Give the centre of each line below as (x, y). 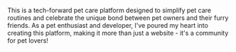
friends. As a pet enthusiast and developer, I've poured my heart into (108, 25)
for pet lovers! (28, 41)
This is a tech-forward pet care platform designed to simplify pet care (109, 10)
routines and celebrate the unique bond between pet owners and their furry (118, 18)
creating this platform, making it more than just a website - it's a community (118, 33)
